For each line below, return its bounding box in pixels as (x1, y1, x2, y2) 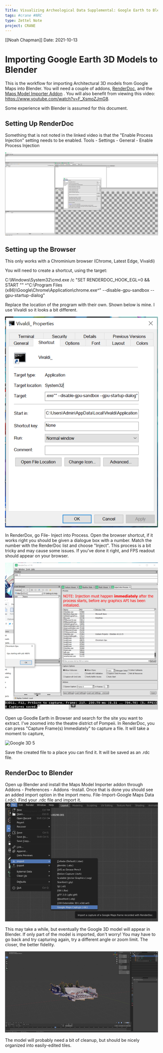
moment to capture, (5, 731, 45, 737)
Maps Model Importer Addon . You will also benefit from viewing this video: (5, 91, 155, 97)
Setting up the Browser (5, 245, 76, 253)
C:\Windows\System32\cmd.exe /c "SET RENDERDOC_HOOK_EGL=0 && (5, 277, 150, 282)
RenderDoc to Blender (5, 769, 73, 777)
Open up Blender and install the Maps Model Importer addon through (5, 782, 143, 788)
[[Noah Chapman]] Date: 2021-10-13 (5, 37, 78, 43)
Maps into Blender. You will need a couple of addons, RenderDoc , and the (5, 85, 153, 92)
